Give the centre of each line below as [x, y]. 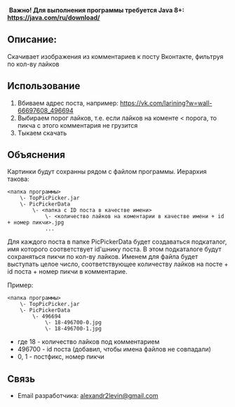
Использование [44, 86]
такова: [18, 179]
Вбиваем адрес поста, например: [68, 103]
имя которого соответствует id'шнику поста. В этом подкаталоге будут [114, 249]
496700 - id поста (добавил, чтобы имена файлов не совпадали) [114, 349]
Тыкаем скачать [42, 133]
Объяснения [36, 155]
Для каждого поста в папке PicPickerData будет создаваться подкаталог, [117, 242]
